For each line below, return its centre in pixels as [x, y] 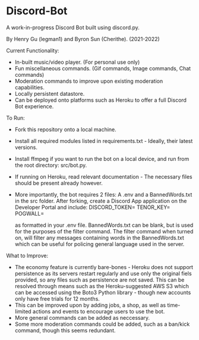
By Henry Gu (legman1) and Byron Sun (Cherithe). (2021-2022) [83, 39]
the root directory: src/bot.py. [51, 165]
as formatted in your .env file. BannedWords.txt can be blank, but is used [104, 225]
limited [23, 311]
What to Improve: [27, 255]
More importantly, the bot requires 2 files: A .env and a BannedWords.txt [103, 194]
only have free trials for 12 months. [57, 298]
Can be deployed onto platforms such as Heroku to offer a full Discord [101, 100]
